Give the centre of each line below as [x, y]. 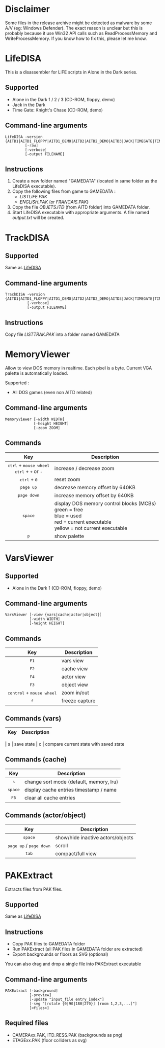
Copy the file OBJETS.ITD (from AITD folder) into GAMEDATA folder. [81, 207]
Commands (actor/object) [46, 815]
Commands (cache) [36, 760]
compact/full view [76, 853]
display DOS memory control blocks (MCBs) [105, 503]
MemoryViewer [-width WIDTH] [35, 419]
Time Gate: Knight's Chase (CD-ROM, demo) [57, 110]
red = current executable [83, 522]
